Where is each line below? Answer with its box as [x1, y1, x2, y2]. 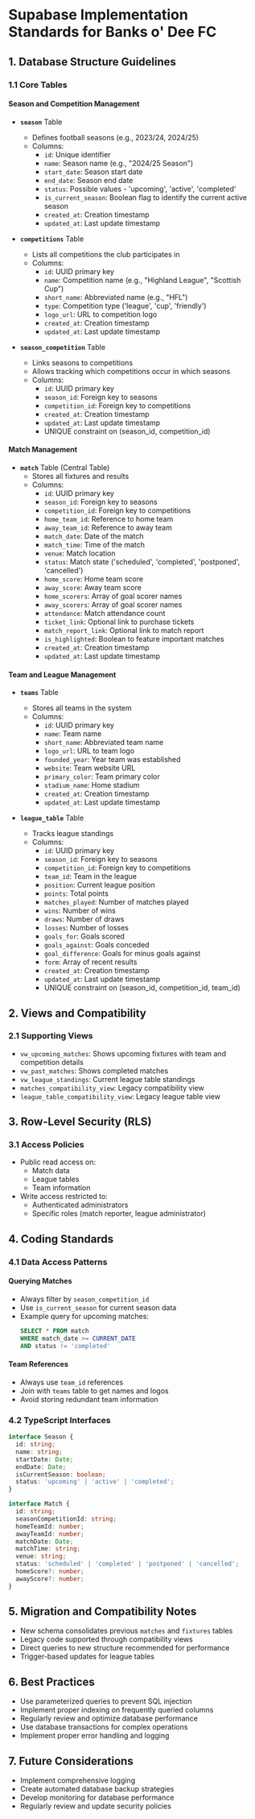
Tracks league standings [31, 829, 114, 839]
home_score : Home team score [43, 574, 143, 584]
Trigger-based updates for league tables [19, 1651, 155, 1662]
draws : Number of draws [43, 914, 125, 924]
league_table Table [19, 813, 84, 823]
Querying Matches [8, 1276, 72, 1286]
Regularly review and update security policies [19, 1801, 171, 1811]
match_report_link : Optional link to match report [43, 625, 204, 635]
